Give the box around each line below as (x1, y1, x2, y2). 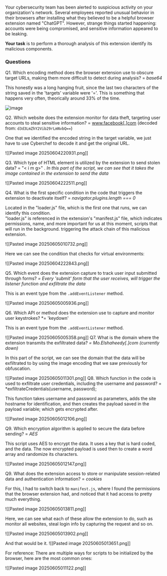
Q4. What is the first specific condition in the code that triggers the (5, 190, 143, 196)
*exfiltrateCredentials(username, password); (5, 386, 97, 392)
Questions (5, 58, 31, 65)
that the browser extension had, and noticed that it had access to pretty (5, 491, 153, 497)
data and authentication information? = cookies (5, 476, 102, 482)
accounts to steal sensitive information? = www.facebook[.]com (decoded (5, 120, 158, 126)
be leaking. (5, 31, 28, 37)
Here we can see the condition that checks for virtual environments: (5, 251, 145, 257)
